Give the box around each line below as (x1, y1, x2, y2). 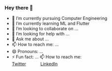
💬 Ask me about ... (11, 36, 49, 42)
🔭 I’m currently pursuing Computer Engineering (11, 16, 108, 21)
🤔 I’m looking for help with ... (11, 31, 70, 37)
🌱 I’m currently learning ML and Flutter (11, 20, 90, 26)
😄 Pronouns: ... (11, 49, 44, 54)
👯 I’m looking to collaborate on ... (11, 26, 79, 32)
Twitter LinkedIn (11, 61, 58, 67)
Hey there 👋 (4, 4, 33, 11)
